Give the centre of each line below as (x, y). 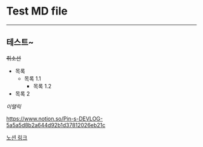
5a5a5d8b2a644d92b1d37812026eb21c (56, 125)
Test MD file (37, 11)
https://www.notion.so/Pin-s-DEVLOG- (55, 119)
